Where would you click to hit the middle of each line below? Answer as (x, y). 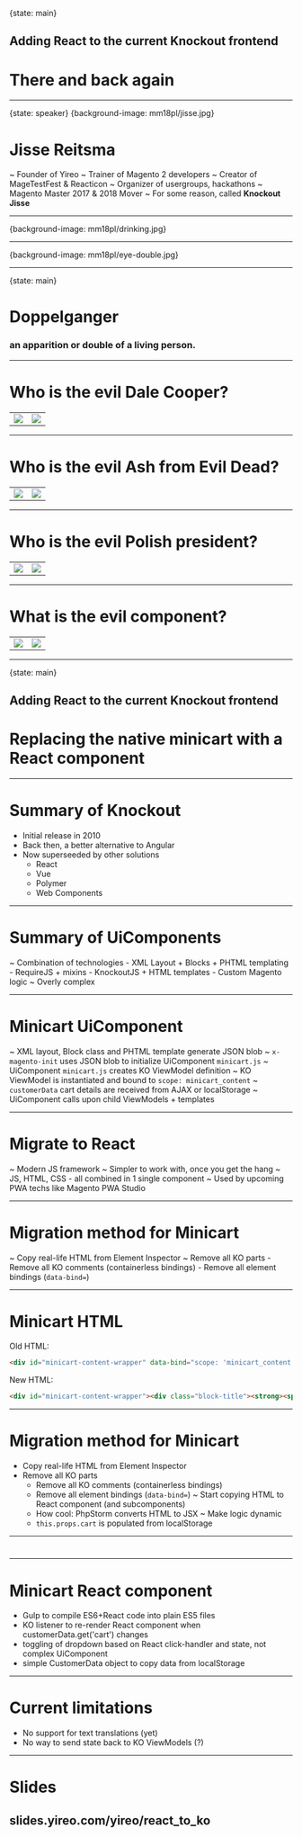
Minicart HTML (67, 1321)
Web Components (69, 892)
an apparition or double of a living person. (102, 345)
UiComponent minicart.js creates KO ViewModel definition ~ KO (130, 1071)
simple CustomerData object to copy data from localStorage (133, 1663)
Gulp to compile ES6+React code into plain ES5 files (119, 1616)
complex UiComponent (65, 1653)
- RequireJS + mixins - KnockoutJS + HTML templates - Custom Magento (146, 972)
